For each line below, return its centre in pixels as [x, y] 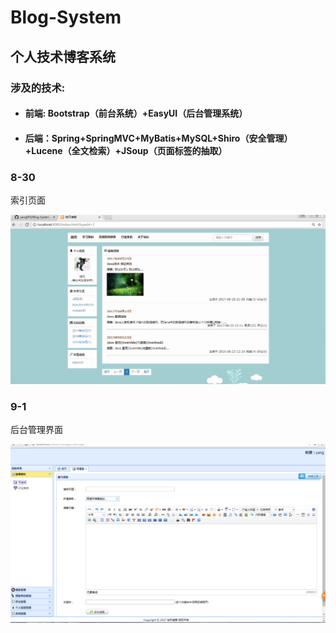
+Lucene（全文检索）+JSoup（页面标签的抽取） [126, 150]
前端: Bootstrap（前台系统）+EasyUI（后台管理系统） [136, 113]
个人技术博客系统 [63, 56]
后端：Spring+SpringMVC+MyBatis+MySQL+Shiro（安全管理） [158, 138]
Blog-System [66, 17]
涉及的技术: [38, 88]
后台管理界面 [36, 430]
